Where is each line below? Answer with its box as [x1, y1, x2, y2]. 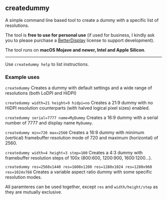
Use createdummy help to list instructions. [5, 61, 89, 67]
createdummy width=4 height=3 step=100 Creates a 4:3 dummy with [5, 150, 143, 156]
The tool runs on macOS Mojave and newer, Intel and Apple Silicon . [5, 47, 146, 53]
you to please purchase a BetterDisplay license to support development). [5, 37, 155, 43]
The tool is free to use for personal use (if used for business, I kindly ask [5, 32, 155, 38]
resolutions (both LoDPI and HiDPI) [5, 90, 77, 96]
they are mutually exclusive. [5, 189, 62, 195]
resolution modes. [5, 174, 42, 180]
